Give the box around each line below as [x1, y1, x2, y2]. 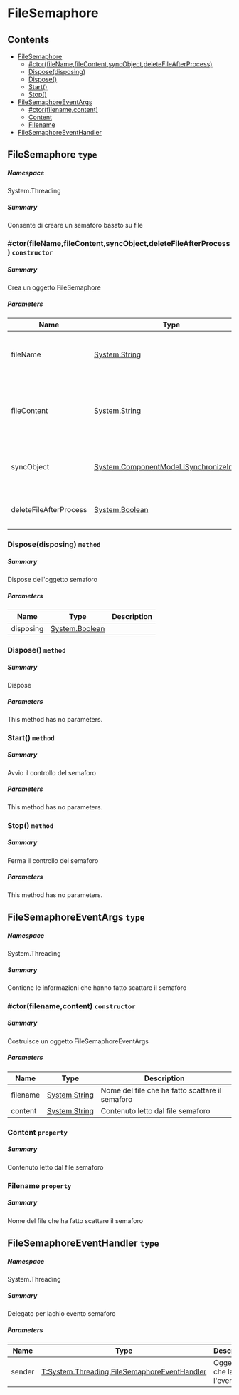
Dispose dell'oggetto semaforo [7, 576, 98, 584]
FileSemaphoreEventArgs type [7, 911, 145, 924]
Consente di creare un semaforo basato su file [7, 221, 144, 230]
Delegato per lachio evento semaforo [7, 1309, 116, 1317]
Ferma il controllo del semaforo [7, 856, 99, 864]
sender [11, 1366, 35, 1376]
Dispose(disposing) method [7, 540, 101, 550]
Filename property [7, 1180, 72, 1190]
